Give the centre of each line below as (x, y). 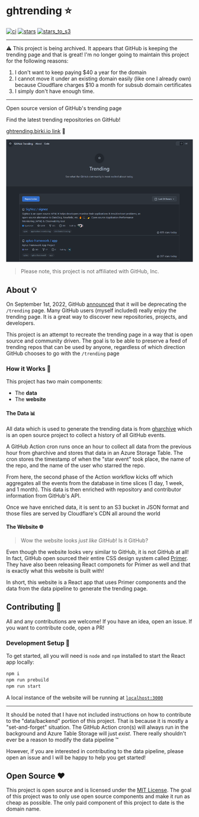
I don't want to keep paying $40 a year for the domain (81, 72)
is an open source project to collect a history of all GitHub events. (86, 435)
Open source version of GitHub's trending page (64, 108)
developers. (21, 323)
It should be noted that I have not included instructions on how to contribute (99, 714)
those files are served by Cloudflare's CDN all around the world (84, 513)
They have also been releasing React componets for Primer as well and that (98, 564)
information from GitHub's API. (44, 495)
